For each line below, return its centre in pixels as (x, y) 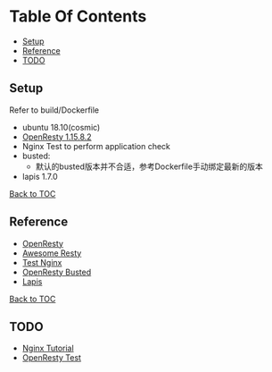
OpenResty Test (52, 358)
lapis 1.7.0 (40, 176)
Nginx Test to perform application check (96, 146)
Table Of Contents (78, 17)
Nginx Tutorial (48, 348)
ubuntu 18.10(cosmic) (61, 127)
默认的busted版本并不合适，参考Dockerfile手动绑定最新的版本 (149, 166)
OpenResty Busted (57, 272)
